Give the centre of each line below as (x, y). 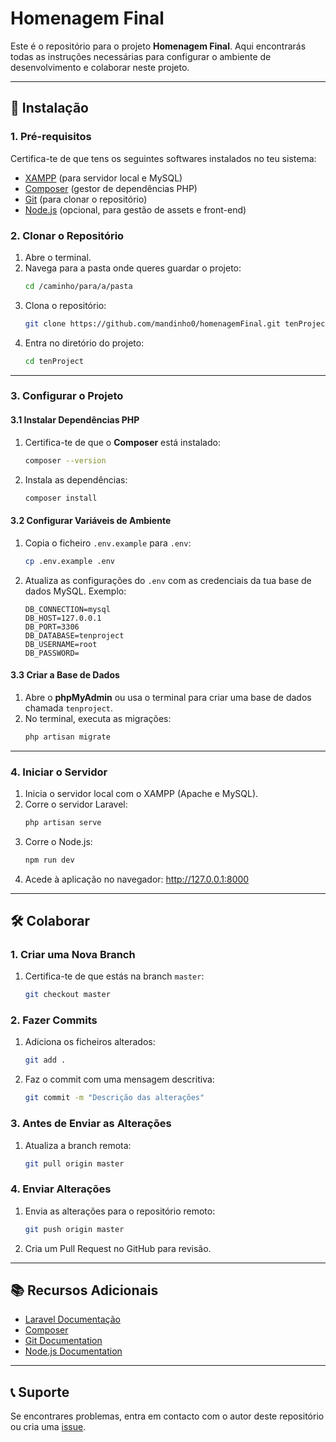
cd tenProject (54, 361)
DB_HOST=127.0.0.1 (63, 618)
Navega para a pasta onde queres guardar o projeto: (133, 268)
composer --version (65, 460)
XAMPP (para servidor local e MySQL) (103, 178)
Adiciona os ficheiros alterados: (90, 1042)
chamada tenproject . (69, 708)
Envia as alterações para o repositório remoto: (120, 1211)
